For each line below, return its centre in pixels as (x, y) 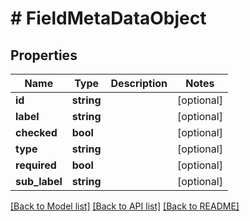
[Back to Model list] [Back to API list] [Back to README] (125, 206)
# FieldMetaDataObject (108, 18)
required (36, 165)
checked (36, 132)
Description (139, 83)
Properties (44, 55)
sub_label (39, 181)
